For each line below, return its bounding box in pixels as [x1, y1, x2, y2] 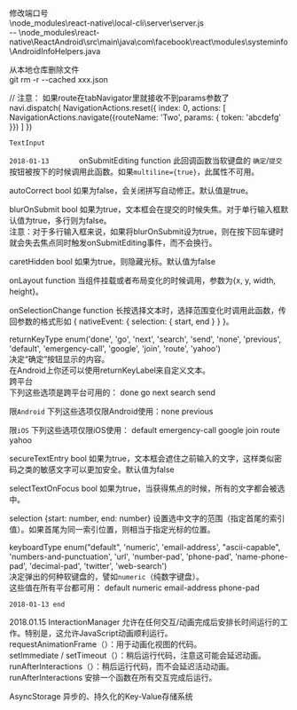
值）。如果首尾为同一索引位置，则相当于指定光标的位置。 [9, 525, 215, 534]
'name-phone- [234, 551, 288, 562]
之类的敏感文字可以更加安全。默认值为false [16, 464, 175, 475]
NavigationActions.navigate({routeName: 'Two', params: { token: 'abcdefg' [9, 112, 282, 122]
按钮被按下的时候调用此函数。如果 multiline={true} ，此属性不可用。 [9, 167, 260, 177]
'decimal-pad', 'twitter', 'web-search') [29, 561, 168, 571]
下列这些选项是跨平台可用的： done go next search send [9, 387, 215, 398]
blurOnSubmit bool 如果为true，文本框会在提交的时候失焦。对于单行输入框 [9, 204, 281, 215]
